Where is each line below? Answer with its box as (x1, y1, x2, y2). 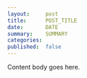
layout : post (7, 10, 59, 18)
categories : (7, 37, 42, 44)
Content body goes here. (7, 63, 80, 71)
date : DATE (7, 23, 59, 30)
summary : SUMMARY (7, 30, 69, 38)
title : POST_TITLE (7, 17, 78, 24)
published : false (7, 43, 62, 50)
